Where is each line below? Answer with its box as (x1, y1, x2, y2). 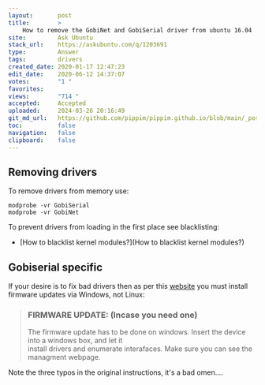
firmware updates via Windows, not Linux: (8, 290, 145, 300)
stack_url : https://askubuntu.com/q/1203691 (8, 41, 168, 49)
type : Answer (8, 48, 80, 56)
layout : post (8, 11, 73, 20)
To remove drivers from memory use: (8, 186, 129, 196)
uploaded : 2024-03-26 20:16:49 (8, 107, 125, 115)
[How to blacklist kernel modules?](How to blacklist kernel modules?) (19, 237, 244, 247)
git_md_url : (8, 114, 47, 122)
